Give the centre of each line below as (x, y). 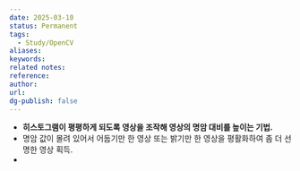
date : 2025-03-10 (42, 17)
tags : (19, 34)
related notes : (38, 68)
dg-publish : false (43, 101)
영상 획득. (56, 150)
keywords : (28, 59)
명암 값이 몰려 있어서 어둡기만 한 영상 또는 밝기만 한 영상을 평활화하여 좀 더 (152, 139)
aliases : (26, 51)
